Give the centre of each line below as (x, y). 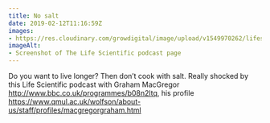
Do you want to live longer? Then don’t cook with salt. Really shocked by (129, 76)
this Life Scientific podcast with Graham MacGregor (94, 84)
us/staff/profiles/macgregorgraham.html (75, 110)
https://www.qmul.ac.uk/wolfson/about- (75, 102)
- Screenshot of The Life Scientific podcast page (95, 53)
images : (21, 31)
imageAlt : (25, 46)
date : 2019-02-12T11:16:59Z (55, 23)
